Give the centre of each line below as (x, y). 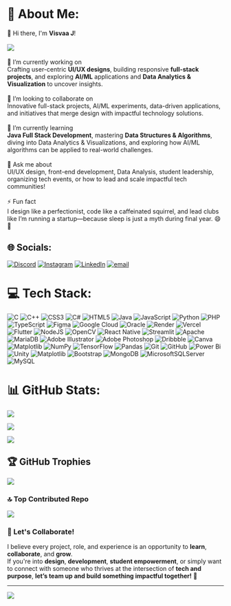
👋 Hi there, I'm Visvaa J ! (42, 33)
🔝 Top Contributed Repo (48, 499)
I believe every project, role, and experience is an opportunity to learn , (107, 547)
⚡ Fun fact (22, 201)
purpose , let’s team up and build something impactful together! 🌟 (102, 576)
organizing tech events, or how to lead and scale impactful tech (97, 179)
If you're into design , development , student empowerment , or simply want (114, 561)
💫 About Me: (43, 14)
